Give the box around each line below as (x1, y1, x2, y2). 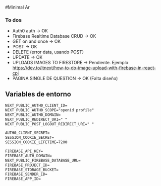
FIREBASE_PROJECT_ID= (5, 163, 50, 168)
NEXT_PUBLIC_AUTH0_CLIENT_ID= (5, 103, 68, 108)
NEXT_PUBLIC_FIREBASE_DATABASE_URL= (5, 158, 81, 163)
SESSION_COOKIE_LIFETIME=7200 (5, 140, 68, 145)
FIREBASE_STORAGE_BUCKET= (5, 167, 58, 172)
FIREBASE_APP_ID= (5, 177, 41, 182)
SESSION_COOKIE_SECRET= (5, 135, 54, 140)
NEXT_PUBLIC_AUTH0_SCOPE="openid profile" (5, 107, 94, 112)
